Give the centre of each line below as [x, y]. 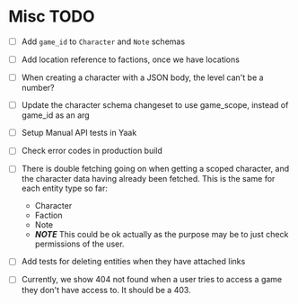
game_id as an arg [56, 115]
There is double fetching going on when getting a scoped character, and [155, 169]
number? [38, 88]
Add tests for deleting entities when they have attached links [133, 262]
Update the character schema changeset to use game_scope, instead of [155, 105]
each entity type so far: [65, 188]
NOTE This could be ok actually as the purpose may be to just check [162, 235]
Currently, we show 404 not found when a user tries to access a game [152, 280]
